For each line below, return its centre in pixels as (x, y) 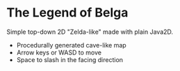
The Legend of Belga (67, 13)
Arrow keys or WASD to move (59, 52)
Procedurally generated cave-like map (71, 45)
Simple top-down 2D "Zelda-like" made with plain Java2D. (90, 32)
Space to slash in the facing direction (69, 59)
